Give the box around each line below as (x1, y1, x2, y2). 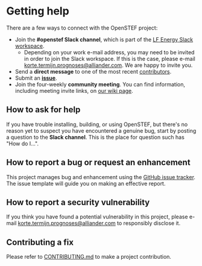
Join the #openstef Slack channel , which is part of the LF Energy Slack (14, 36, 194, 43)
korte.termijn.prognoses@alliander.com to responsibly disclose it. (17, 220, 181, 227)
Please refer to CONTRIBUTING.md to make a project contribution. (6, 253, 172, 261)
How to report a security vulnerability (6, 197, 150, 207)
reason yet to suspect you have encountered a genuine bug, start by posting (6, 127, 197, 134)
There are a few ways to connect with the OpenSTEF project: (6, 24, 158, 31)
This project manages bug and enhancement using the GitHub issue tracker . (6, 173, 196, 180)
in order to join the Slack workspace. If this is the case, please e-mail (24, 55, 196, 62)
